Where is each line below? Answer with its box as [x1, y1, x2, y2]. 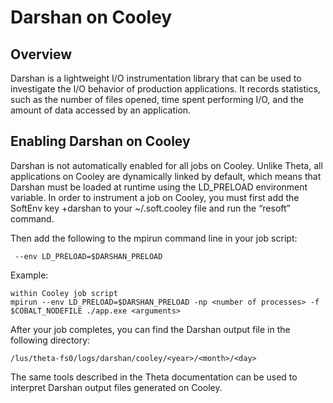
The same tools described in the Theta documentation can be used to [10, 371, 298, 383]
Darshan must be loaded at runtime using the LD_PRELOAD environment [10, 181, 308, 193]
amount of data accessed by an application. [10, 104, 192, 116]
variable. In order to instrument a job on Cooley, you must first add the [10, 191, 300, 203]
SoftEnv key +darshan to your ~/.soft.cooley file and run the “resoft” [10, 202, 291, 214]
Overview [10, 46, 73, 63]
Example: [10, 269, 49, 281]
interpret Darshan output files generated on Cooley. [10, 381, 223, 393]
